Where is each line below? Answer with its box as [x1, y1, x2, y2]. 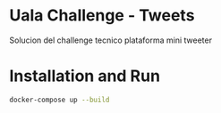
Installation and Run [9, 66, 161, 86]
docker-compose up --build [9, 95, 110, 104]
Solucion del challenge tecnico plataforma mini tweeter [9, 35, 213, 45]
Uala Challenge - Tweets [9, 5, 195, 26]
